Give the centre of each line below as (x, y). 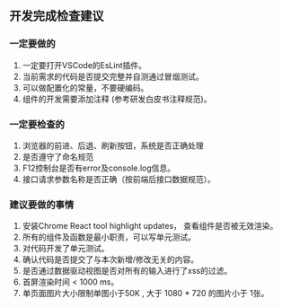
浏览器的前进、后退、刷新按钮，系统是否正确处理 (113, 145)
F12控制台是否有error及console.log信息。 (99, 168)
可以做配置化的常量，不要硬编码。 (85, 87)
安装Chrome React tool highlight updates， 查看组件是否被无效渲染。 (150, 226)
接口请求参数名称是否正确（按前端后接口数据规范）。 (119, 179)
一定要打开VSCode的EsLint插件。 (84, 65)
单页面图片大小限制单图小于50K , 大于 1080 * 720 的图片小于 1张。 (145, 294)
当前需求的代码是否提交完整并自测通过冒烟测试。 (113, 76)
